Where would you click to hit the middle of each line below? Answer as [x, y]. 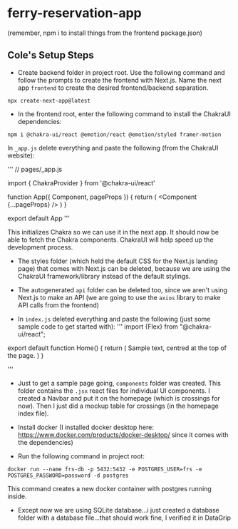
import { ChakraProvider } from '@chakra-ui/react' [81, 183]
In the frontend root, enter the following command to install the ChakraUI [124, 114]
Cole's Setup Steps [51, 55]
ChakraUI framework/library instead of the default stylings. [104, 276]
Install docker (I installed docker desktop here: [86, 427]
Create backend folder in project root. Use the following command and [121, 72]
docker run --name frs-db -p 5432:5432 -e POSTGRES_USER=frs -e [105, 469]
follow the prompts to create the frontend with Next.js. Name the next [120, 80]
